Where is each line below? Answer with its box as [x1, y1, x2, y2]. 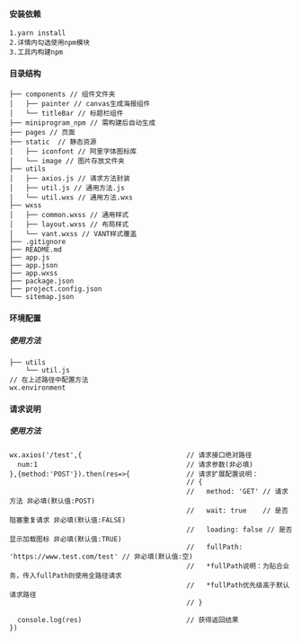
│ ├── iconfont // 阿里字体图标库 [9, 147, 137, 156]
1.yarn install [9, 29, 66, 38]
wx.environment [9, 382, 66, 392]
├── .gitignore [9, 238, 66, 247]
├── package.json [9, 277, 75, 286]
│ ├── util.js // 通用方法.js [9, 184, 126, 193]
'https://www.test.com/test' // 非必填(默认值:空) [9, 552, 193, 561]
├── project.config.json [9, 285, 102, 294]
